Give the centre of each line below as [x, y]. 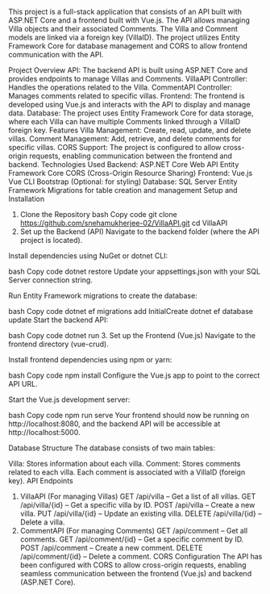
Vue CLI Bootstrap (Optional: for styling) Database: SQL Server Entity [123, 182]
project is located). [51, 240]
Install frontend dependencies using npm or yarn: [90, 360]
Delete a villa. [42, 522]
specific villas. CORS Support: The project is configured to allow [115, 147]
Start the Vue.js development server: [69, 399]
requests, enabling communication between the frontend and [131, 156]
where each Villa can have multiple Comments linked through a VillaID [125, 121]
